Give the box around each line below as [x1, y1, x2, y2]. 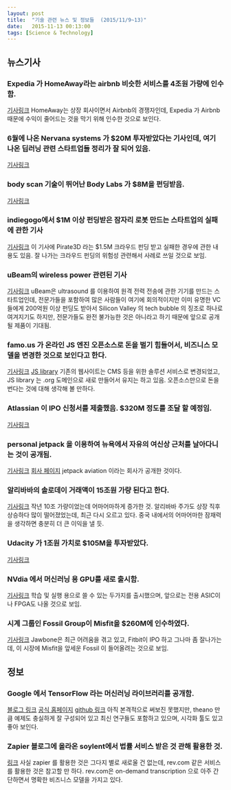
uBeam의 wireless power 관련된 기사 [7, 270, 127, 279]
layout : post [7, 10, 45, 17]
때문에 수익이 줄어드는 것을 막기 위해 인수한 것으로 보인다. [7, 114, 162, 122]
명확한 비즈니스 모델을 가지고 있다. [30, 776, 123, 784]
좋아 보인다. [7, 723, 39, 731]
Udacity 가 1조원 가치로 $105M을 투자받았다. [7, 538, 149, 548]
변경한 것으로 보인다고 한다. [21, 351, 107, 360]
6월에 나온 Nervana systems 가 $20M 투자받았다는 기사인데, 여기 [7, 133, 217, 143]
